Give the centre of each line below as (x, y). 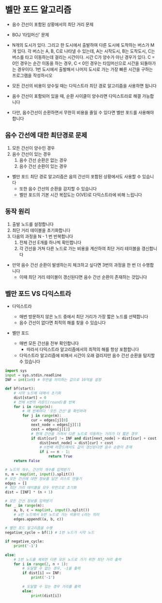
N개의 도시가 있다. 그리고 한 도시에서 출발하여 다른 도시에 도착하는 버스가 (81, 45)
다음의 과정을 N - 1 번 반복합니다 (43, 236)
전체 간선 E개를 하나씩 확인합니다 (50, 242)
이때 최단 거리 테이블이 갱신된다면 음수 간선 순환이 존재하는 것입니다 (83, 277)
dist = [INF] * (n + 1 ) (29, 492)
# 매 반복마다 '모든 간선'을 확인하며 (54, 411)
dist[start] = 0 (30, 397)
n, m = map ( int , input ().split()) (40, 474)
